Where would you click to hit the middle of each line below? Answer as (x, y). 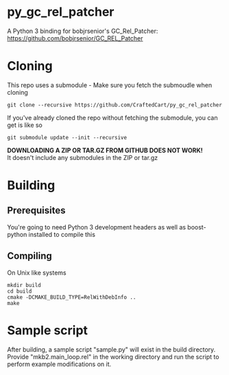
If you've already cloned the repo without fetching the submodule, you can (112, 117)
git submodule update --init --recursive (67, 137)
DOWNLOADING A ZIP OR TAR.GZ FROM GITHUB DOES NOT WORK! (105, 150)
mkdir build (24, 285)
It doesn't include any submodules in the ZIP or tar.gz (83, 157)
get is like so (25, 125)
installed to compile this (62, 234)
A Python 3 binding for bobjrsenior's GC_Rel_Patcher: (83, 31)
